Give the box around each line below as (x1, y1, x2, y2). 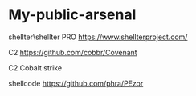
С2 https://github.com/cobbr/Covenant (8, 47, 138, 57)
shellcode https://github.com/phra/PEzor (8, 78, 144, 88)
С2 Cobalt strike (8, 62, 63, 73)
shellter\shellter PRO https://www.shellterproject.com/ (8, 32, 188, 42)
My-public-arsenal (8, 6, 137, 24)
